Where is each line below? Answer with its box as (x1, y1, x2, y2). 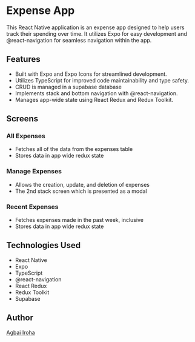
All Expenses (6, 132, 45, 140)
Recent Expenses (6, 203, 59, 211)
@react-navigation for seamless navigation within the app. (6, 36, 152, 44)
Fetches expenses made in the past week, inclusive (15, 216, 144, 224)
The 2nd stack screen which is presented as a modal (15, 187, 147, 195)
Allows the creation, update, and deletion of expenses (15, 181, 150, 188)
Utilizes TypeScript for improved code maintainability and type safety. (15, 76, 190, 84)
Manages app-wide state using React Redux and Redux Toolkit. (15, 96, 174, 103)
